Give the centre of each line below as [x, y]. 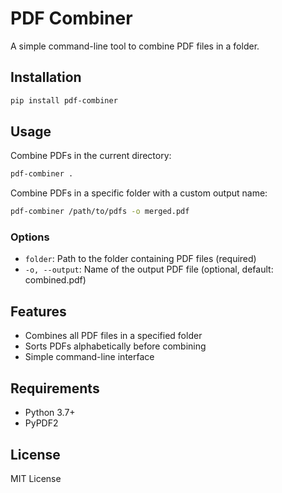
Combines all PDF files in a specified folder [113, 336]
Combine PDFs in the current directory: [91, 156]
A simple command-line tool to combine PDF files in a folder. [135, 46]
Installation [46, 77]
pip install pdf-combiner [64, 100]
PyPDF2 [41, 423]
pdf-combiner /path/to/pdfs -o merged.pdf [100, 212]
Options [30, 237]
